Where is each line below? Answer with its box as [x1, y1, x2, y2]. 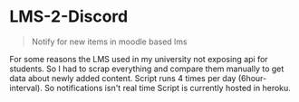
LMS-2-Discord [9, 6, 129, 27]
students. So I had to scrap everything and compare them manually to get [9, 63, 285, 74]
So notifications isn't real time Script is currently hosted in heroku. [43, 82, 292, 93]
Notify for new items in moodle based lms [31, 36, 188, 47]
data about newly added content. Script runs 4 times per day [9, 72, 236, 83]
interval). [9, 82, 43, 93]
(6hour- [237, 72, 267, 83]
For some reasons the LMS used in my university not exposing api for [9, 53, 269, 64]
